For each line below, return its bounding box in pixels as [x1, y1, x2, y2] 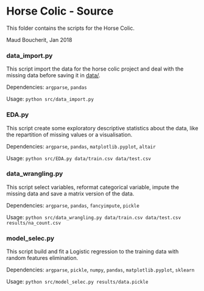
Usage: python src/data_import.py [6, 96, 94, 103]
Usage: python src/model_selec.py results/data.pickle [6, 278, 149, 286]
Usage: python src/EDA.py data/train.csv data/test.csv [6, 154, 151, 162]
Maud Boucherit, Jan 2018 [6, 36, 72, 43]
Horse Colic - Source [6, 4, 114, 18]
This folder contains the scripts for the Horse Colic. [6, 24, 135, 32]
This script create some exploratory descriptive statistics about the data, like [6, 124, 199, 131]
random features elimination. [6, 254, 79, 262]
